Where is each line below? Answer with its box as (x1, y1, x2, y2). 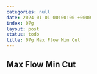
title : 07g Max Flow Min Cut (6, 37, 81, 43)
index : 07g (6, 20, 34, 26)
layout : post (6, 25, 40, 32)
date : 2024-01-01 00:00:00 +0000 (6, 15, 92, 21)
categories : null (6, 8, 51, 15)
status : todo (6, 32, 40, 38)
